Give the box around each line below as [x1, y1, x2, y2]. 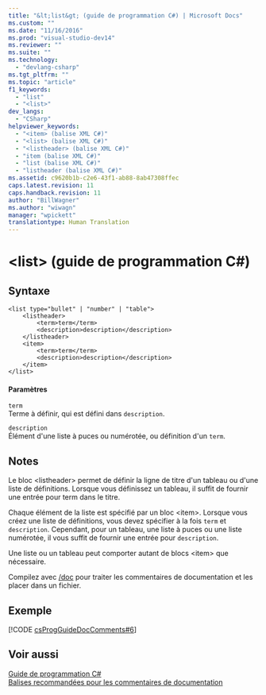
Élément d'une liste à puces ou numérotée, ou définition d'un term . [8, 431, 226, 441]
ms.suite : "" [8, 48, 52, 56]
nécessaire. [8, 557, 46, 566]
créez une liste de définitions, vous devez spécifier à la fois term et [8, 516, 226, 526]
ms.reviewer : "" [8, 41, 62, 49]
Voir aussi [8, 648, 59, 662]
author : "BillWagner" [8, 196, 80, 204]
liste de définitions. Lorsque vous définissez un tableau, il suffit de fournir [8, 484, 249, 493]
